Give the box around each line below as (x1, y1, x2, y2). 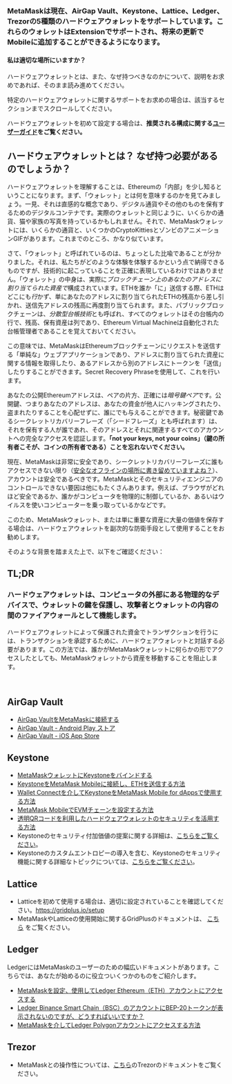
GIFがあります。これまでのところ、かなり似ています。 (12, 234, 167, 243)
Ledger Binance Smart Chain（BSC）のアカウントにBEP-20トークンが (17, 1003, 217, 1011)
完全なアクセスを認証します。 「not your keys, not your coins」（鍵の (25, 434, 219, 442)
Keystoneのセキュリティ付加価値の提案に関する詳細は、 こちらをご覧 (17, 832, 213, 840)
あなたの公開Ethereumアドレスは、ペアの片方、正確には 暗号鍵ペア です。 (7, 391, 215, 399)
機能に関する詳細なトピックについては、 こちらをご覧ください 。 (17, 858, 199, 866)
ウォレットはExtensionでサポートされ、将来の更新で (28, 26, 204, 36)
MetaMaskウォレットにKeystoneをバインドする (17, 771, 153, 780)
